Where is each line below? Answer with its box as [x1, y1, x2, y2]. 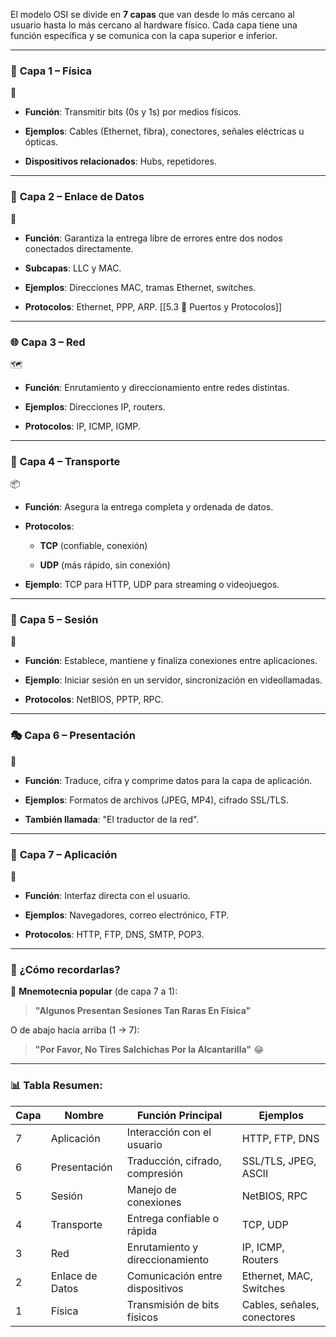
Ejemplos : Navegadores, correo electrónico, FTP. [24, 909, 230, 921]
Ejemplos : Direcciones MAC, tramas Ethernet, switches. [24, 281, 257, 293]
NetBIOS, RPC [241, 1189, 308, 1203]
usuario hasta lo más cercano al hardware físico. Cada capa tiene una [10, 19, 298, 31]
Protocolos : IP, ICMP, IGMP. [24, 420, 141, 432]
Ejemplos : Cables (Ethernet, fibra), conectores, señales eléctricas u [24, 125, 305, 138]
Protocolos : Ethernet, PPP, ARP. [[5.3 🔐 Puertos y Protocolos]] [24, 300, 283, 313]
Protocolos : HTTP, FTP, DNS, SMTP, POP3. [24, 929, 205, 941]
